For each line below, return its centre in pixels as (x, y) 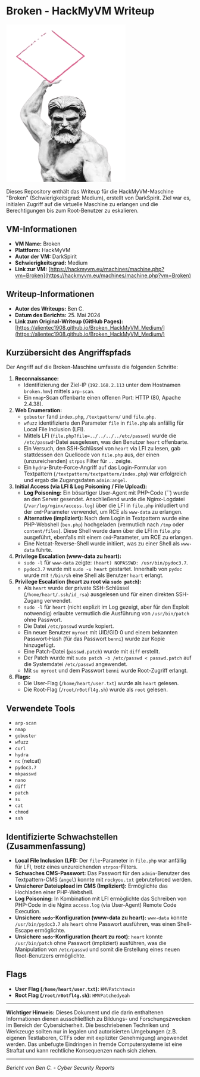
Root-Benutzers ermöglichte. (50, 956)
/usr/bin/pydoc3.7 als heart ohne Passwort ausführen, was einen (95, 924)
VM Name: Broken (37, 244)
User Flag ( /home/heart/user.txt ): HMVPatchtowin (75, 989)
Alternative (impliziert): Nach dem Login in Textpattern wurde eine (106, 518)
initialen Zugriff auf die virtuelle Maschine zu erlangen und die (82, 204)
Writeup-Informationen (50, 294)
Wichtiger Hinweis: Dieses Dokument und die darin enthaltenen (85, 1012)
